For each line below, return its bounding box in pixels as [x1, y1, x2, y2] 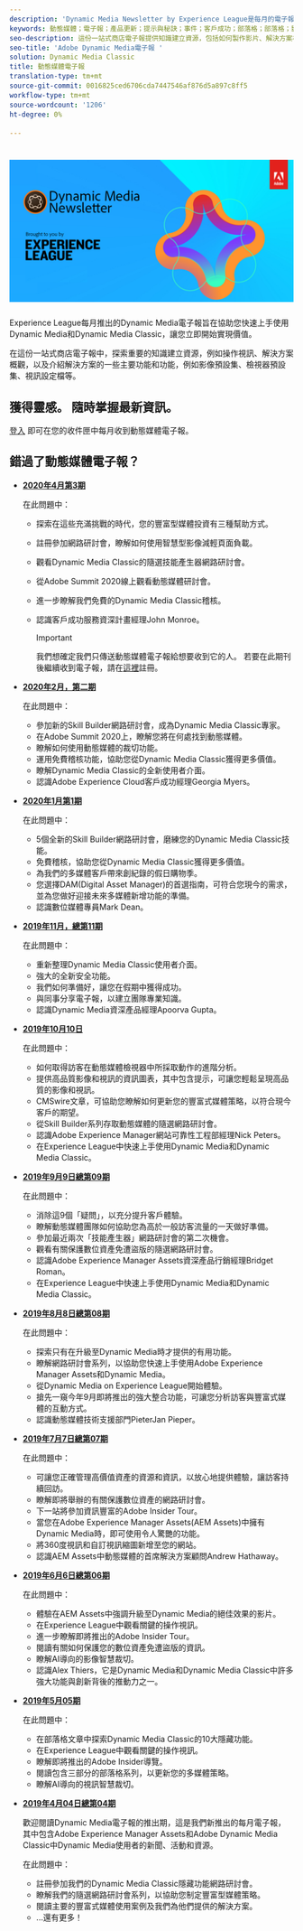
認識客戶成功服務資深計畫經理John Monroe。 [35, 614, 205, 625]
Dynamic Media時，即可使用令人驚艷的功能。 [35, 1527, 205, 1539]
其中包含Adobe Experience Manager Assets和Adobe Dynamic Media [22, 1828, 278, 1839]
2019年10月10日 [22, 1023, 84, 1034]
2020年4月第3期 [22, 480, 86, 490]
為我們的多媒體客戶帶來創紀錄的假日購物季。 [35, 867, 203, 878]
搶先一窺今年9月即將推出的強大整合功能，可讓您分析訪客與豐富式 [35, 1391, 279, 1402]
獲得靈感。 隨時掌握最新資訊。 [9, 399, 179, 415]
